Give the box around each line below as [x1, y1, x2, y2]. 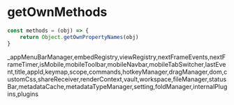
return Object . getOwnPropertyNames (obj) [20, 33, 139, 40]
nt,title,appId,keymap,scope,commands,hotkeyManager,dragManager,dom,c [7, 67, 228, 76]
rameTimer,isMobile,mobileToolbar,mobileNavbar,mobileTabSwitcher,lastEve [7, 60, 226, 68]
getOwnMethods [7, 4, 108, 20]
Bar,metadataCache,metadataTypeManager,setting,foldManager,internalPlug [7, 82, 228, 90]
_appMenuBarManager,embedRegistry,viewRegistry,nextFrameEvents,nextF [7, 53, 226, 61]
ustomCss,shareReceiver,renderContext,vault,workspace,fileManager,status [7, 74, 227, 83]
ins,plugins [7, 90, 38, 98]
